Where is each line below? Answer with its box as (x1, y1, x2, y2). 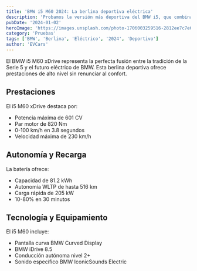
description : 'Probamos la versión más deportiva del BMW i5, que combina (6, 14, 193, 20)
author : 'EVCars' (6, 42, 49, 48)
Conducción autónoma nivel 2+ (14, 252, 91, 259)
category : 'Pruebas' (6, 31, 57, 36)
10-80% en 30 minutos (14, 195, 70, 203)
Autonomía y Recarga (6, 150, 87, 160)
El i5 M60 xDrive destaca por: (6, 102, 78, 109)
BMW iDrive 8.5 (14, 246, 53, 253)
